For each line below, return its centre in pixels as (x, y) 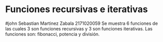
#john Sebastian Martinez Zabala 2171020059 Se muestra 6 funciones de (81, 23)
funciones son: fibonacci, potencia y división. (52, 34)
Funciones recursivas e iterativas (77, 9)
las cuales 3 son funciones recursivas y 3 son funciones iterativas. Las (79, 28)
